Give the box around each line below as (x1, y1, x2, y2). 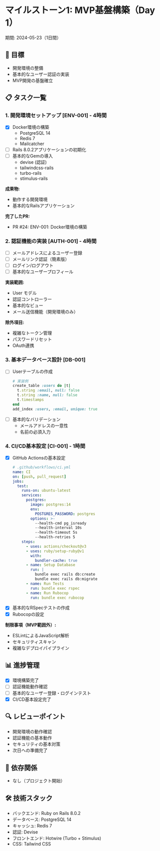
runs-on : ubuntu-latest (21, 488, 71, 493)
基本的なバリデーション (12, 416, 61, 422)
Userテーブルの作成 (12, 368, 53, 374)
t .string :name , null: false (17, 392, 78, 398)
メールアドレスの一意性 (19, 422, 68, 429)
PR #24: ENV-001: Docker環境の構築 (12, 224, 87, 230)
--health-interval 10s (34, 525, 82, 531)
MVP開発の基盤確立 (12, 77, 53, 83)
